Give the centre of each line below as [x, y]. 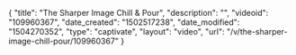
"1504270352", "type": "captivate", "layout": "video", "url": [117, 31]
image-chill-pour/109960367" [63, 41]
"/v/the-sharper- [257, 31]
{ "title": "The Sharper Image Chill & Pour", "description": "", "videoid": [139, 13]
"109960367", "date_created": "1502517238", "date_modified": [124, 22]
